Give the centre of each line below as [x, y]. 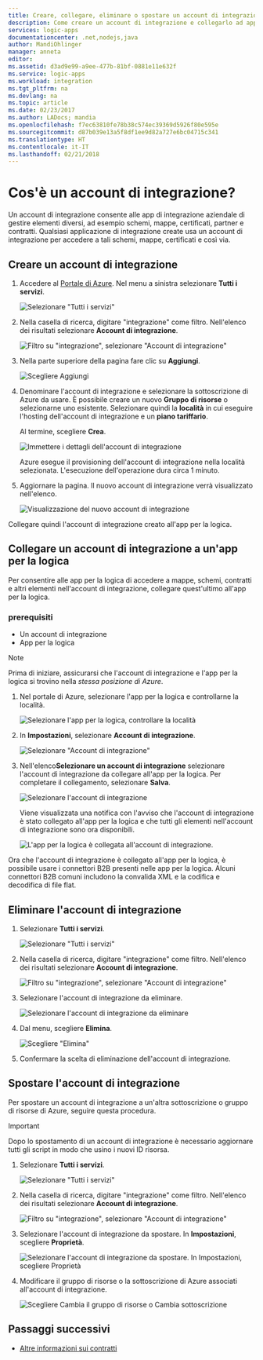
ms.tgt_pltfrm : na [38, 88]
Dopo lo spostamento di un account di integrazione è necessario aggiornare [131, 1141]
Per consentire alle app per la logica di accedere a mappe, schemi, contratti [130, 580]
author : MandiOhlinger [45, 45]
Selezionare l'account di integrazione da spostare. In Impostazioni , [128, 1234]
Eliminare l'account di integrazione [95, 910]
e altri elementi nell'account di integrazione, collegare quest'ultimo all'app [127, 588]
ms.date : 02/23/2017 [42, 111]
